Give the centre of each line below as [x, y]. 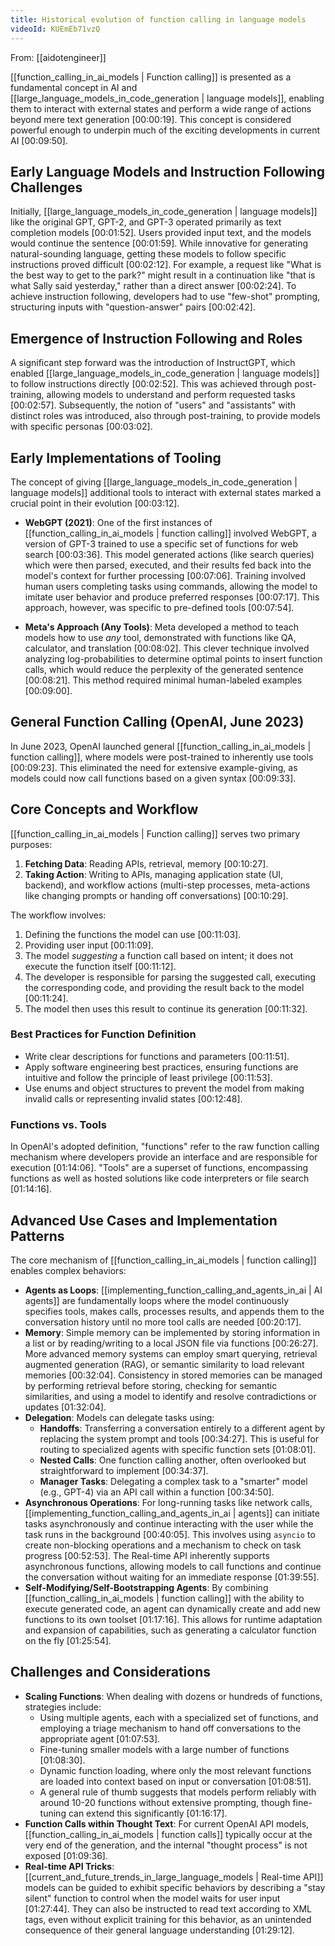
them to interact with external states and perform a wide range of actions [161, 108]
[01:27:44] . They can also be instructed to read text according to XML [168, 1908]
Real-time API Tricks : [69, 1866]
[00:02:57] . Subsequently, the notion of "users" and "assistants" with [153, 405]
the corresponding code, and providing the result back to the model [164, 987]
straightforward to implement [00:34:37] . [124, 1470]
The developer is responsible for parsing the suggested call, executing [170, 977]
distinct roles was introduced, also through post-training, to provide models [165, 416]
